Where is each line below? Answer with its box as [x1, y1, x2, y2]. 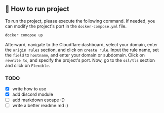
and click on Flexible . [5, 62, 50, 68]
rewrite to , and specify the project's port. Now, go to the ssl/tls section [5, 57, 155, 63]
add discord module [12, 91, 53, 97]
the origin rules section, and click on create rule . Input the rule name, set [5, 47, 159, 53]
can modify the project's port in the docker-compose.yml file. [5, 23, 127, 29]
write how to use [12, 85, 46, 91]
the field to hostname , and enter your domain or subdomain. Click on [5, 52, 145, 58]
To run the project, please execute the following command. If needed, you [5, 18, 156, 24]
